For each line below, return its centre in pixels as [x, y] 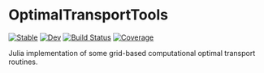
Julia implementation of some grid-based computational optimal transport [132, 53]
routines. [23, 62]
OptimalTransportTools [89, 15]
